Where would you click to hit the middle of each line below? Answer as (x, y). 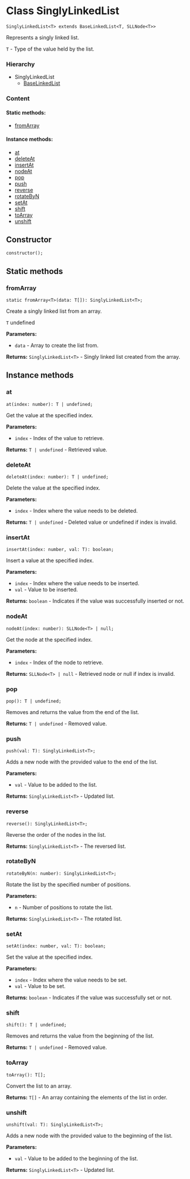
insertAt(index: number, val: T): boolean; (60, 550)
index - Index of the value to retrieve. (59, 438)
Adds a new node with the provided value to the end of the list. (82, 762)
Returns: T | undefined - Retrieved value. (57, 450)
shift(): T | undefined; (36, 1025)
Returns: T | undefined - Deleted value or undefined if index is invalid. (91, 522)
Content (18, 98)
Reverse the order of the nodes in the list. (56, 834)
